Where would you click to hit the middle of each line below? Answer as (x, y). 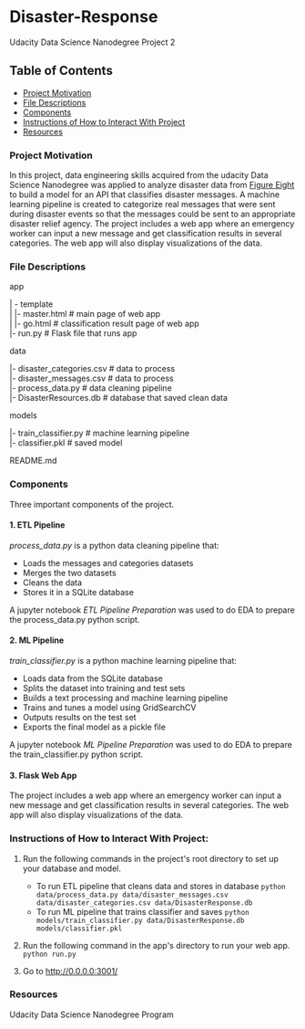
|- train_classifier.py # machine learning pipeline (99, 433)
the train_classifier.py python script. (76, 754)
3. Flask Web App (43, 775)
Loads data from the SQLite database (93, 678)
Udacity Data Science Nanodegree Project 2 (92, 42)
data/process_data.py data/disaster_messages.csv (132, 895)
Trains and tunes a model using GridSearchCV (109, 708)
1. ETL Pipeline (37, 525)
